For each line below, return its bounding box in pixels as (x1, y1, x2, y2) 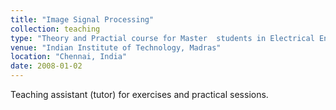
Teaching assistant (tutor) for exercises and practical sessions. (10, 89, 269, 100)
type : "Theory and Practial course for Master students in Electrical (10, 33, 315, 43)
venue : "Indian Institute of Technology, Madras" (10, 42, 222, 53)
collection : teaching (10, 24, 101, 34)
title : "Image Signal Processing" (10, 14, 155, 25)
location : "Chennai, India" (10, 52, 128, 62)
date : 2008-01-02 (10, 61, 83, 71)
